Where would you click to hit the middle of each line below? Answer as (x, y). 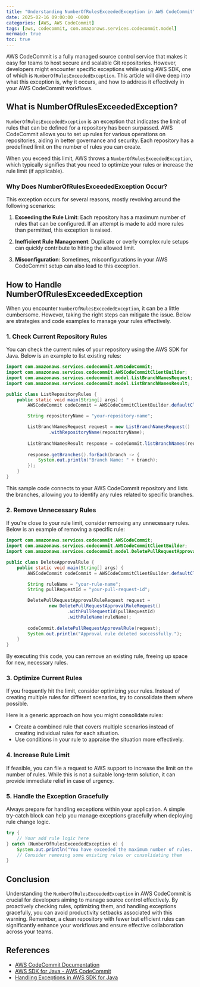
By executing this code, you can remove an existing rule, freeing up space (97, 656)
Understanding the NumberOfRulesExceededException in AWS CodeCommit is (99, 894)
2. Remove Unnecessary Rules (51, 510)
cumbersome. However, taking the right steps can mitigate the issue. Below (99, 315)
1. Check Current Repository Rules (57, 336)
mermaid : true (24, 34)
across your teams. (30, 931)
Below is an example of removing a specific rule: (65, 530)
